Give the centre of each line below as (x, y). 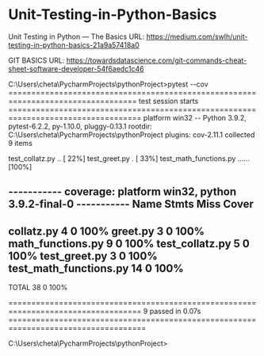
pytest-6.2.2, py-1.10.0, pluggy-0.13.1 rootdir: (80, 126)
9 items (21, 143)
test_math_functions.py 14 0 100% (96, 268)
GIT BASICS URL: (36, 60)
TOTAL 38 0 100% (38, 288)
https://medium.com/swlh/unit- (197, 36)
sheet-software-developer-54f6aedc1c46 (76, 68)
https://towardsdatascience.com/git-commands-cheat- (157, 60)
